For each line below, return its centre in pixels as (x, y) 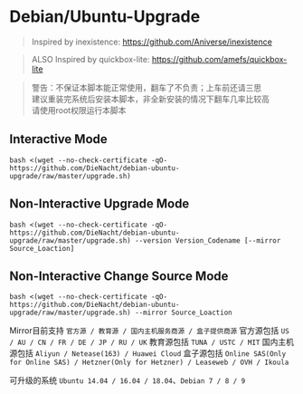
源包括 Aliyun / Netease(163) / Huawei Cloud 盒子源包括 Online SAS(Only (148, 353)
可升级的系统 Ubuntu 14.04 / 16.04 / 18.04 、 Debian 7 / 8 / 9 (128, 380)
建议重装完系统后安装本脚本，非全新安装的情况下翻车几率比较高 (150, 99)
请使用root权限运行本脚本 (79, 110)
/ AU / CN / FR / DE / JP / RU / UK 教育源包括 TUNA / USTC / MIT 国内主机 (151, 342)
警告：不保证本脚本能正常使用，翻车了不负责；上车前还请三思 (147, 87)
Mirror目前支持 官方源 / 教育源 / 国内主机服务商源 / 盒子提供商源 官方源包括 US (149, 331)
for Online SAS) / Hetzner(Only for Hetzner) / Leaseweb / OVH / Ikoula (149, 363)
